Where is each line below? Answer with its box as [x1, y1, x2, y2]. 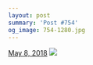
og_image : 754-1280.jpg [8, 26, 86, 34]
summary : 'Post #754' [8, 19, 79, 27]
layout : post [8, 11, 51, 20]
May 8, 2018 [8, 49, 48, 58]
